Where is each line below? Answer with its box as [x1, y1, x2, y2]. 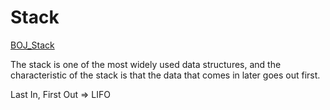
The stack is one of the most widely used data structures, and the [10, 58, 282, 70]
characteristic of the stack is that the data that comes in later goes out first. [10, 69, 321, 81]
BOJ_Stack [10, 39, 55, 51]
